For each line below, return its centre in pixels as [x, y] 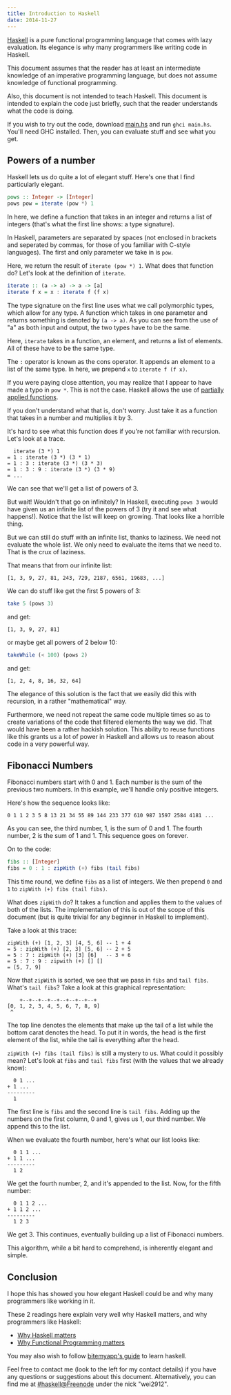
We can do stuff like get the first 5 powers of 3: [74, 591]
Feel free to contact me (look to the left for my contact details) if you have [112, 1369]
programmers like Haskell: [44, 1322]
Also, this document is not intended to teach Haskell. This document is [107, 96]
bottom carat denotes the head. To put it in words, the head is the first [107, 1032]
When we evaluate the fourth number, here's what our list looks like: [104, 1140]
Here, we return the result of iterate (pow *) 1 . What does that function [110, 266]
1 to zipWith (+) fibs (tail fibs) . [58, 889]
